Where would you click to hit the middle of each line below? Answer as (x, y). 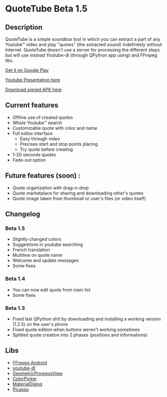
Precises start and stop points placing (59, 144)
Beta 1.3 (15, 308)
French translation (31, 250)
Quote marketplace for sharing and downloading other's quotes (78, 193)
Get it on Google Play (27, 70)
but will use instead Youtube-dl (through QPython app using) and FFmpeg (81, 55)
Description (24, 27)
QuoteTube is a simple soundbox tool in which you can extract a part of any (83, 39)
